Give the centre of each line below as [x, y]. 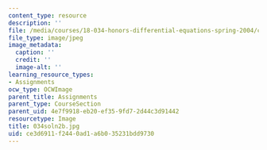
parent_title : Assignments [53, 97]
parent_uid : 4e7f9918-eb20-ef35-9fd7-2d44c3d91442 [94, 112]
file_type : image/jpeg [46, 38]
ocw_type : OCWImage [41, 89]
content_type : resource [48, 15]
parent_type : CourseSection [55, 104]
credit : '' [33, 60]
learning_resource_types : [51, 75]
